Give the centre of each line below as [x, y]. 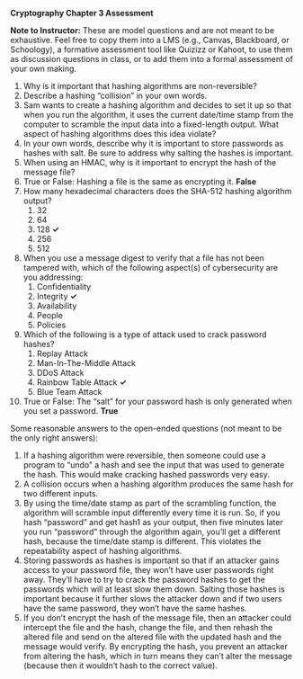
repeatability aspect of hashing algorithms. [102, 551]
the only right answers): [54, 438]
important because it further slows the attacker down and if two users [152, 599]
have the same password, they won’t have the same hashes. [135, 608]
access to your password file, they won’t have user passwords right [148, 570]
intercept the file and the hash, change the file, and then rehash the [148, 627]
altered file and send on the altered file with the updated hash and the [152, 637]
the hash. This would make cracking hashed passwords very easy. [147, 474]
